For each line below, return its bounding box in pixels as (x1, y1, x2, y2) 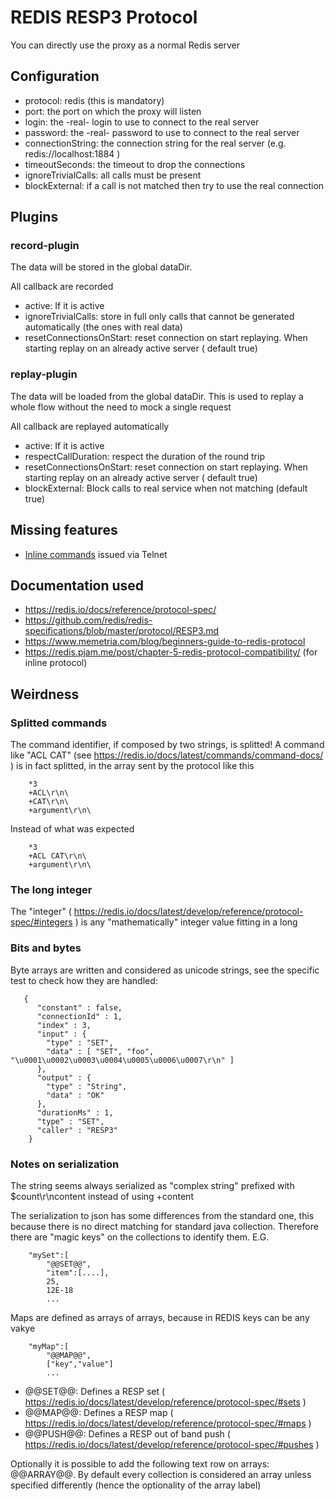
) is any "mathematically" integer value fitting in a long (74, 916, 298, 928)
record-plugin (10, 239, 80, 253)
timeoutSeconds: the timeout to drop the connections (24, 158, 246, 170)
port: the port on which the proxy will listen (24, 105, 202, 117)
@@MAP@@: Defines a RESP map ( (24, 1406, 174, 1418)
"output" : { (36, 1072, 92, 1083)
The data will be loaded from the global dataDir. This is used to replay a (10, 390, 304, 402)
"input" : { (36, 1029, 87, 1039)
